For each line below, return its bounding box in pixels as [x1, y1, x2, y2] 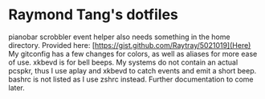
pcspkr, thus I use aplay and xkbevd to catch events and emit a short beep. [8, 65, 257, 75]
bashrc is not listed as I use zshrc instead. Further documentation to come [8, 74, 255, 84]
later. [8, 82, 26, 93]
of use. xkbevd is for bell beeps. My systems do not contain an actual [8, 57, 238, 67]
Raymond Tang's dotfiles [8, 6, 179, 24]
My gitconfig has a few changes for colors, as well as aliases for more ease [8, 49, 258, 58]
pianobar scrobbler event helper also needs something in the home [8, 32, 230, 42]
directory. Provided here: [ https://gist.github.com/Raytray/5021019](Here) [8, 40, 251, 49]
